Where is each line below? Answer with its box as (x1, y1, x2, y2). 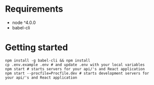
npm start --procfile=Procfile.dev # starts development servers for (5, 71, 150, 76)
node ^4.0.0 (12, 20, 36, 25)
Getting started (5, 42, 68, 53)
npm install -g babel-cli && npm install (5, 58, 91, 63)
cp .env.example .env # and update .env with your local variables (5, 62, 145, 67)
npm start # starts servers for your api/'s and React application (5, 66, 145, 71)
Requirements (5, 3, 63, 15)
